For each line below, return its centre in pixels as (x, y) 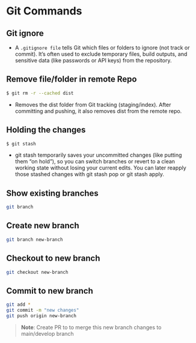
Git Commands (44, 11)
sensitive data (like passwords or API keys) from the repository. (93, 60)
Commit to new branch (50, 290)
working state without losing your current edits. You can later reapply (100, 168)
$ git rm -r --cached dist (40, 93)
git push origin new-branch (41, 316)
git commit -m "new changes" (43, 311)
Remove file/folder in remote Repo (72, 79)
